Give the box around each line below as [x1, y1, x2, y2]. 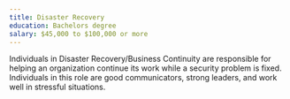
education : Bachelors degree [9, 21, 117, 30]
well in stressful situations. [9, 81, 106, 93]
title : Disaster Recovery [9, 12, 104, 22]
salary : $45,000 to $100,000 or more [9, 29, 149, 38]
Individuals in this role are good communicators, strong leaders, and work [9, 72, 278, 83]
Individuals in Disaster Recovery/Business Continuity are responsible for [9, 54, 271, 65]
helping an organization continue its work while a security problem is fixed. [9, 63, 282, 73]
